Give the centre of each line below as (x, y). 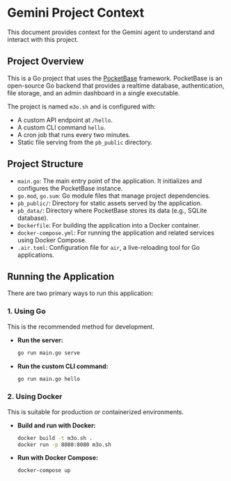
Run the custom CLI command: (63, 366)
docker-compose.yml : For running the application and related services (115, 232)
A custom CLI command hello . (61, 127)
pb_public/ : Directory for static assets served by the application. (110, 203)
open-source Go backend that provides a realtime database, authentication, (116, 86)
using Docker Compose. (52, 240)
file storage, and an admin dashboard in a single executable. (94, 93)
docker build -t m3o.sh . (55, 438)
